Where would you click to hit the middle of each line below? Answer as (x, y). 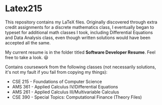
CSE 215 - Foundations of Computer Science (57, 82)
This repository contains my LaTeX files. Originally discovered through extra (81, 22)
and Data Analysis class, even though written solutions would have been (78, 38)
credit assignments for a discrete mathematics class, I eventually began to (80, 27)
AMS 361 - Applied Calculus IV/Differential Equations (65, 86)
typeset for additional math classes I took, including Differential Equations (79, 32)
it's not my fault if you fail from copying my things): (56, 72)
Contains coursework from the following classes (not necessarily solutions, (81, 67)
